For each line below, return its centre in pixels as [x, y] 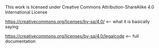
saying [12, 27]
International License [26, 12]
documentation [20, 41]
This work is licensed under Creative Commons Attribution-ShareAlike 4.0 [80, 7]
